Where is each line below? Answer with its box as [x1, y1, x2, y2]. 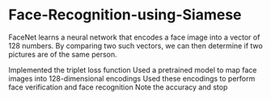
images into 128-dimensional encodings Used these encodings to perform [8, 73, 256, 83]
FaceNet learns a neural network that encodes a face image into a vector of [8, 32, 260, 42]
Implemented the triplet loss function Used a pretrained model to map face [8, 65, 257, 74]
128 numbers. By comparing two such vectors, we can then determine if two [8, 40, 263, 50]
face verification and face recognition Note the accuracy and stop [8, 82, 228, 92]
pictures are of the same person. [8, 49, 117, 59]
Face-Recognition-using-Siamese [8, 6, 242, 24]
